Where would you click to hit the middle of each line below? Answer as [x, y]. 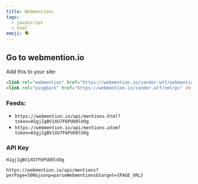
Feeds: [16, 103]
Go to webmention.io [45, 57]
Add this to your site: [31, 71]
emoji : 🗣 [18, 34]
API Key [18, 147]
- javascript [27, 22]
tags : [13, 17]
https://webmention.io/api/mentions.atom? [67, 127]
